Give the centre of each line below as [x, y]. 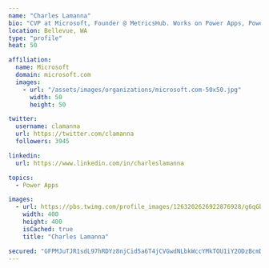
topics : [21, 178]
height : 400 [42, 222]
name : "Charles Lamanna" [50, 16]
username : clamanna [48, 126]
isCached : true [48, 229]
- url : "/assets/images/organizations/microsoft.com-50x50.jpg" [132, 90]
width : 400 [41, 214]
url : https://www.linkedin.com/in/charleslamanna [100, 163]
